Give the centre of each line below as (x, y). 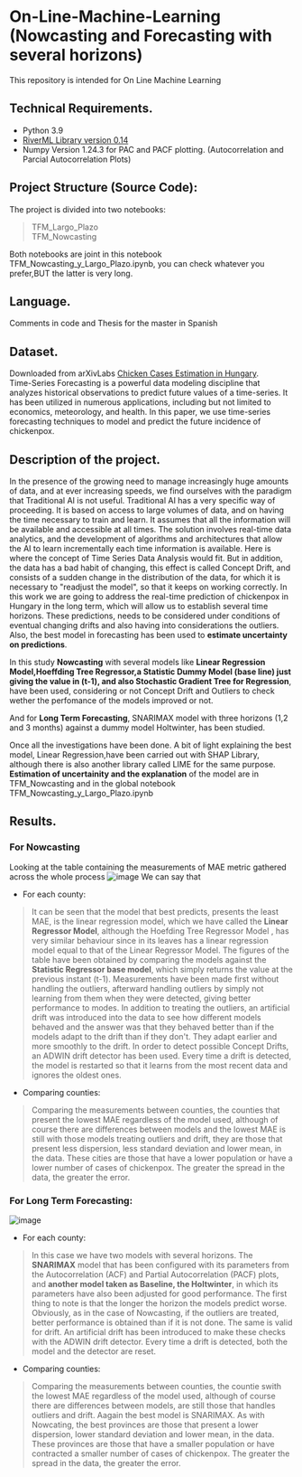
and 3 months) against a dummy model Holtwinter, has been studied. (137, 728)
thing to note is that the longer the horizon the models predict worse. (159, 1303)
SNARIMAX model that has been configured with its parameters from (160, 1265)
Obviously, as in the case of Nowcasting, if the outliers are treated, (155, 1312)
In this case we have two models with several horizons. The (142, 1255)
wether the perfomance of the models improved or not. (111, 701)
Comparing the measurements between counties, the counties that (156, 1110)
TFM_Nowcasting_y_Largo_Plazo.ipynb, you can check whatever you (137, 263)
